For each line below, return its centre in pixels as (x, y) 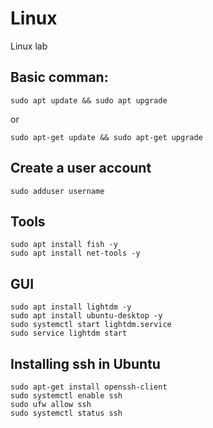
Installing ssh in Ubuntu (85, 363)
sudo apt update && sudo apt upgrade (89, 100)
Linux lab (29, 46)
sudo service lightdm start (69, 333)
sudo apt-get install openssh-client (89, 387)
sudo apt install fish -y (64, 245)
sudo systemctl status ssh (66, 413)
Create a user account (81, 168)
